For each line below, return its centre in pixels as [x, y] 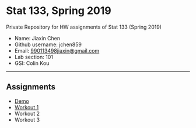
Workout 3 [27, 120]
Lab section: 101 [34, 57]
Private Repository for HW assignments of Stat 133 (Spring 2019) [84, 27]
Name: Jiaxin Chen [37, 38]
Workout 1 [27, 107]
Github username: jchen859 [48, 44]
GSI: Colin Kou [32, 63]
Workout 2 [27, 113]
